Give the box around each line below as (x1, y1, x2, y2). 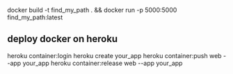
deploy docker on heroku (7, 33, 118, 45)
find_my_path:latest (7, 13, 63, 21)
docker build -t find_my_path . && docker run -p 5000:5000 (7, 6, 177, 14)
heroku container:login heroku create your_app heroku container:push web (7, 51, 222, 59)
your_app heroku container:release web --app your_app (22, 59, 183, 67)
